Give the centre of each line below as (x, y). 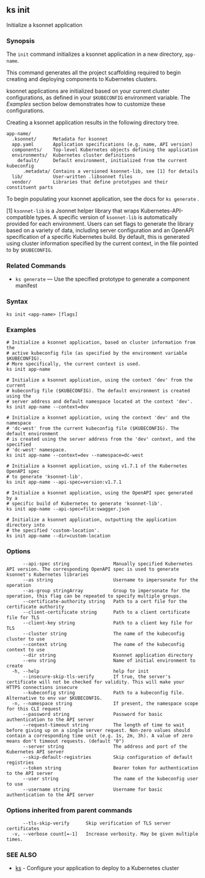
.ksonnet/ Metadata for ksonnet (60, 139)
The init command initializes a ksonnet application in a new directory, (95, 54)
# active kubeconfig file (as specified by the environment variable (97, 353)
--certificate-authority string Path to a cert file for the (105, 602)
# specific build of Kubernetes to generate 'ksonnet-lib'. (85, 503)
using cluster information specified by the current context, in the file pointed (102, 243)
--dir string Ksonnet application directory (107, 655)
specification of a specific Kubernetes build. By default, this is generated (98, 237)
